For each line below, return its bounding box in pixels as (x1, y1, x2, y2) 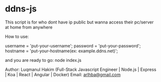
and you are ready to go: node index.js (5, 57, 82, 63)
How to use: (5, 34, 29, 39)
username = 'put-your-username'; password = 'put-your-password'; (5, 43, 141, 48)
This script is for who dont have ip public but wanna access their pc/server (5, 19, 154, 25)
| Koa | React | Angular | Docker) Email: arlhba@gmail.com (5, 71, 121, 77)
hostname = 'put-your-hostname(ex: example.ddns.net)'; (5, 48, 118, 54)
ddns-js (5, 3, 37, 14)
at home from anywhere (5, 24, 53, 30)
